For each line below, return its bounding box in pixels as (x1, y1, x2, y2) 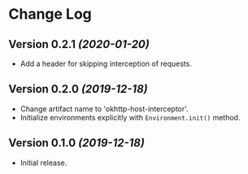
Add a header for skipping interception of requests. (20, 59, 193, 68)
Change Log (8, 5, 92, 24)
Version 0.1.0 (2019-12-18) (8, 136, 145, 150)
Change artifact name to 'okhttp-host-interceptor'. (20, 103, 189, 114)
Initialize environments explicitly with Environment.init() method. (20, 112, 241, 122)
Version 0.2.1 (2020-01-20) (8, 37, 150, 51)
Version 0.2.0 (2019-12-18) (8, 82, 148, 96)
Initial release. (20, 158, 67, 167)
